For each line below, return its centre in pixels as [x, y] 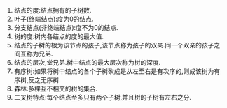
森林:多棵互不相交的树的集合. [56, 88]
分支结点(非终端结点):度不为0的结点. [66, 28]
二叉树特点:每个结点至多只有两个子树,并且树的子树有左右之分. [102, 97]
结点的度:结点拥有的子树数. [53, 10]
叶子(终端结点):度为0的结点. [54, 19]
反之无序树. [44, 80]
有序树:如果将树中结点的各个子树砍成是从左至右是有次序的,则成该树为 [114, 71]
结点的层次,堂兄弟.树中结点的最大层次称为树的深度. [87, 62]
